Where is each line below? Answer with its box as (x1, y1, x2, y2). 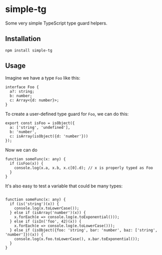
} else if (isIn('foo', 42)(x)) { (9, 219, 81, 224)
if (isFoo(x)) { (9, 161, 43, 166)
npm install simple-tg (5, 48, 52, 53)
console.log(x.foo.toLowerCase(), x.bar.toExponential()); (14, 236, 140, 241)
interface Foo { (5, 84, 39, 90)
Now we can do (5, 147, 37, 153)
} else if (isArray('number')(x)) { (9, 210, 86, 215)
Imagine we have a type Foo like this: (5, 75, 80, 81)
